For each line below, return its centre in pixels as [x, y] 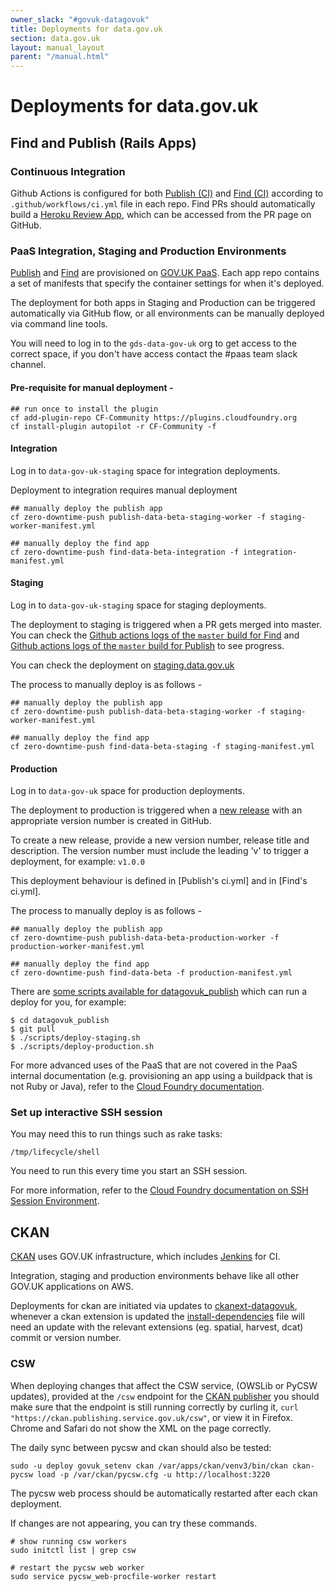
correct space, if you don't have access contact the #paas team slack [154, 354]
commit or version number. [66, 1338]
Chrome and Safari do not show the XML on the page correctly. [141, 1428]
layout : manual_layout [57, 47]
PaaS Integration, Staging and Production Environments [148, 251]
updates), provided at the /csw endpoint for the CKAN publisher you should [165, 1396]
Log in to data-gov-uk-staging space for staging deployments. [138, 605]
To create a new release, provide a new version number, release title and [160, 840]
